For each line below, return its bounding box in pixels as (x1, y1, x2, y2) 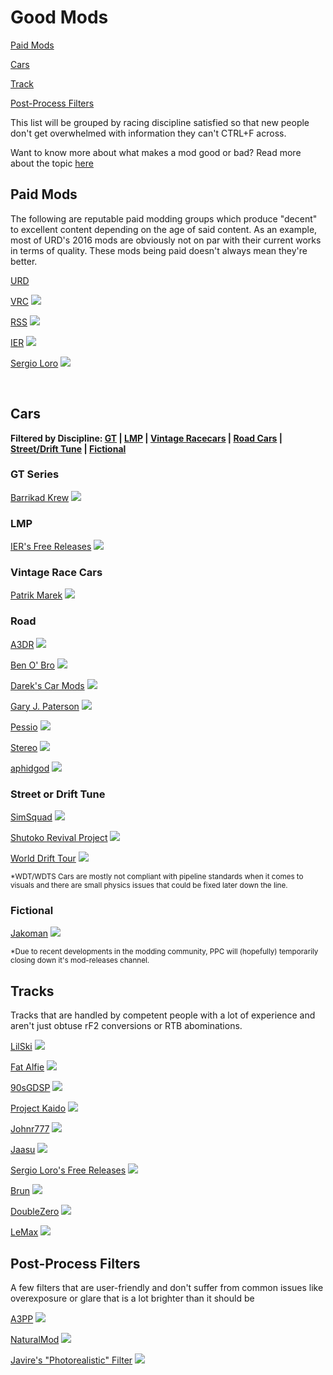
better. (10, 255, 38, 267)
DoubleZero (10, 1206, 60, 1218)
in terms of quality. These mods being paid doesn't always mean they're (10, 244, 308, 256)
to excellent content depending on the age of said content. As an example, (10, 223, 318, 235)
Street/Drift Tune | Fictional (10, 442, 127, 455)
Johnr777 (10, 1123, 50, 1135)
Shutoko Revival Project (10, 832, 108, 844)
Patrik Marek (10, 589, 63, 601)
